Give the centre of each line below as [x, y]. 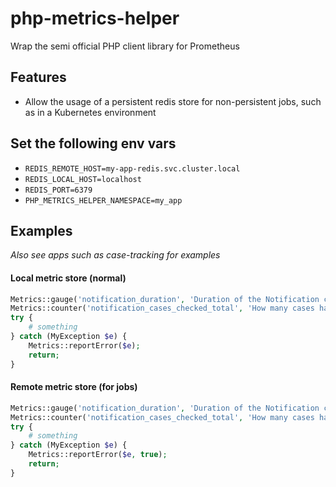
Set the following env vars [93, 143]
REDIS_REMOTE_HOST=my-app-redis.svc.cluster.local [132, 168]
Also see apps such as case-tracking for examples [115, 255]
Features [38, 77]
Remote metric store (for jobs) [74, 387]
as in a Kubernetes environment [90, 112]
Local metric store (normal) [68, 278]
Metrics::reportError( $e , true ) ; [98, 455]
